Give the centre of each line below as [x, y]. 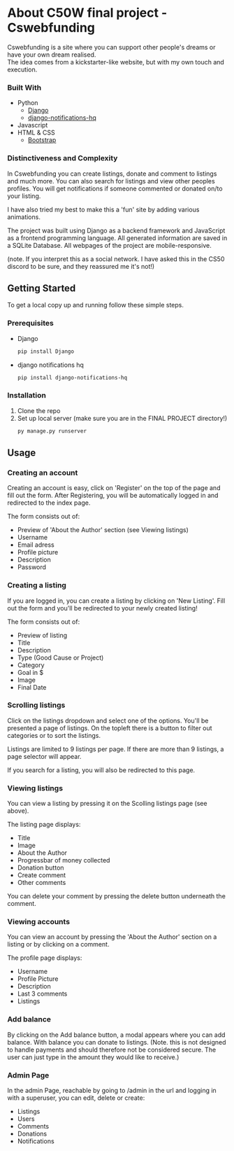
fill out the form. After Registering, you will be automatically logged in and [113, 496]
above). [18, 811]
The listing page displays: [44, 825]
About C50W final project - [87, 13]
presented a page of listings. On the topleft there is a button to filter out [110, 728]
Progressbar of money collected [64, 860]
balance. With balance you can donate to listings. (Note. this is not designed [117, 1042]
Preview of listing [42, 635]
